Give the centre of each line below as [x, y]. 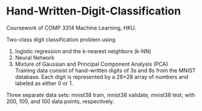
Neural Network [35, 57]
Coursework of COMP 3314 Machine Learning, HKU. [71, 28]
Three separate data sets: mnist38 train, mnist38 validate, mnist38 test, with [101, 95]
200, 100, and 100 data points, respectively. [60, 101]
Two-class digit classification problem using [61, 39]
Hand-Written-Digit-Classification [93, 11]
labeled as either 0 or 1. [44, 83]
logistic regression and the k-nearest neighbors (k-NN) [83, 51]
